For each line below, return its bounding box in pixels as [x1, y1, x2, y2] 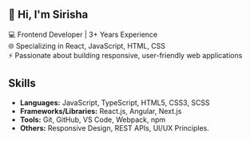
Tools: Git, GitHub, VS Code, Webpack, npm [19, 115, 166, 124]
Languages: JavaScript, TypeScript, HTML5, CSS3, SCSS [19, 97, 210, 108]
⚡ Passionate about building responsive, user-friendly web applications [8, 50, 243, 60]
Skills [8, 76, 36, 90]
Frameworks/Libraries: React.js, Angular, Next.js [19, 106, 182, 116]
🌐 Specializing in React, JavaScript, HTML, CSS [8, 41, 166, 50]
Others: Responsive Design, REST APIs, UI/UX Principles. [19, 123, 210, 132]
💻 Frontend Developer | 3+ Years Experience [8, 29, 158, 39]
